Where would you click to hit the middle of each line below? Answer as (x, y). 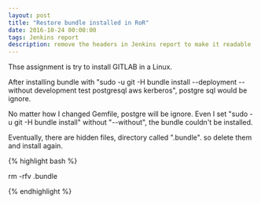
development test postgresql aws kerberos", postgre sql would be (141, 90)
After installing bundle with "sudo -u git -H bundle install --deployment (123, 82)
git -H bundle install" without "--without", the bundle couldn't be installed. (134, 122)
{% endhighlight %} (40, 191)
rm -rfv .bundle (33, 177)
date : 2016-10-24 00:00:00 (52, 30)
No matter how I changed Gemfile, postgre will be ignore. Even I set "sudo (128, 114)
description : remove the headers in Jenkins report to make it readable (130, 45)
